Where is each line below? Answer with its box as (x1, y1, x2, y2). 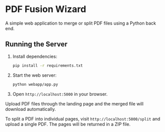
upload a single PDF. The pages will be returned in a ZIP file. (5, 121, 131, 127)
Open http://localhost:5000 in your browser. (12, 91, 107, 97)
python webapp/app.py (12, 82, 58, 87)
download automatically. (5, 106, 56, 112)
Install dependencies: (12, 53, 58, 59)
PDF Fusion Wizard (5, 4, 87, 15)
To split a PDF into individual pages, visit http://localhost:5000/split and (5, 115, 160, 121)
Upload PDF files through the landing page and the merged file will (5, 100, 144, 106)
